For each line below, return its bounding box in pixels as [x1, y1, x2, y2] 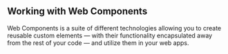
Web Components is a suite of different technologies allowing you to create [7, 24, 222, 32]
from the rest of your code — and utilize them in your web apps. [7, 38, 189, 47]
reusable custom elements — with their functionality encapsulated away [7, 31, 213, 39]
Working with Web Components [7, 6, 148, 17]
